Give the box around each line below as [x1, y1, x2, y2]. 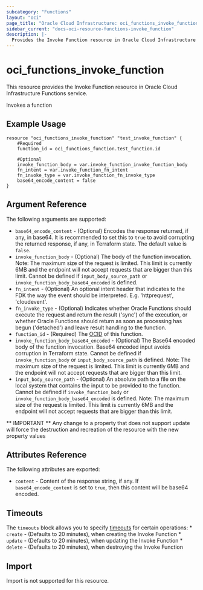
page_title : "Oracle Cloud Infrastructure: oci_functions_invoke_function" [6, 20, 201, 26]
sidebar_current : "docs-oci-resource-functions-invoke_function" [6, 25, 174, 32]
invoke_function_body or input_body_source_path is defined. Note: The [14, 356, 191, 363]
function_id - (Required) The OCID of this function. [14, 330, 143, 337]
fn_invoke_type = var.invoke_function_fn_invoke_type [17, 172, 155, 178]
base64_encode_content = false [17, 177, 96, 184]
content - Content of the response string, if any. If [14, 477, 139, 485]
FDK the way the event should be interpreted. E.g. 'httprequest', [14, 292, 174, 299]
